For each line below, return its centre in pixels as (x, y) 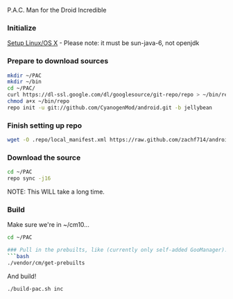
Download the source (44, 157)
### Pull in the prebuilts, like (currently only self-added (97, 250)
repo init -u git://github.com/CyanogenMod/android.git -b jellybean (110, 108)
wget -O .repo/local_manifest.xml (57, 140)
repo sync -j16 (29, 179)
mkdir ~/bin (24, 82)
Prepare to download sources (58, 61)
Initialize (22, 28)
